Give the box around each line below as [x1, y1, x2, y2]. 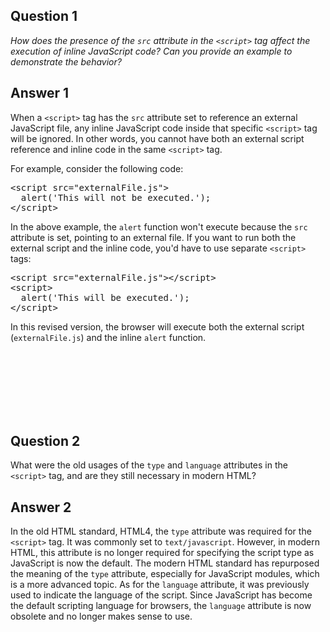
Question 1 [10, 8, 78, 25]
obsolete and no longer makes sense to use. [10, 610, 193, 623]
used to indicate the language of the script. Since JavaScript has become [10, 589, 313, 601]
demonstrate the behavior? [10, 55, 122, 68]
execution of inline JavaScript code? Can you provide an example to [10, 45, 293, 57]
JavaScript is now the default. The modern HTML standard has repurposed [10, 557, 320, 569]
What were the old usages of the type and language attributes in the [10, 459, 288, 471]
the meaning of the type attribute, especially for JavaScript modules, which [10, 568, 320, 580]
